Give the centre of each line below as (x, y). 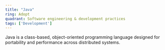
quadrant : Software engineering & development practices (65, 19)
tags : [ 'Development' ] (29, 23)
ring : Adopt (17, 14)
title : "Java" (20, 10)
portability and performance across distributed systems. (63, 43)
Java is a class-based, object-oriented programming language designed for (82, 37)
